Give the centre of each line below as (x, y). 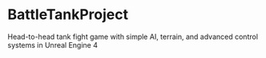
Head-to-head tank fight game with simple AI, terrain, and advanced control (133, 37)
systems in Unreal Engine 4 (52, 44)
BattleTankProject (68, 15)
